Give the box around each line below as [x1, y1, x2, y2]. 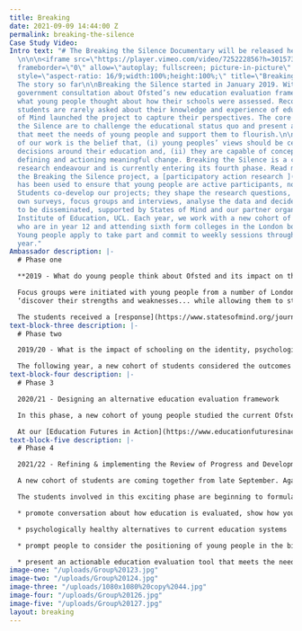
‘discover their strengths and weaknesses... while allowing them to [17, 296, 283, 306]
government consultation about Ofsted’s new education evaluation [17, 88, 271, 97]
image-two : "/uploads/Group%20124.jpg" [9, 574, 159, 583]
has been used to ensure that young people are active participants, [17, 181, 283, 190]
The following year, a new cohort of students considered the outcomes [17, 361, 292, 371]
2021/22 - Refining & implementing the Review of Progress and [17, 460, 259, 469]
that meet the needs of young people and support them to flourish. [17, 130, 280, 139]
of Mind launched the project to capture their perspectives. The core [17, 113, 292, 122]
